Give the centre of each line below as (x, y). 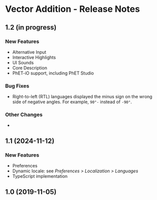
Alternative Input (29, 52)
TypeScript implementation (40, 176)
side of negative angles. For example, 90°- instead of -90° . (72, 102)
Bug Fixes (17, 86)
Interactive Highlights (34, 57)
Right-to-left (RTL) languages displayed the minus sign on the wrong (82, 97)
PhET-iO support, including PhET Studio (53, 73)
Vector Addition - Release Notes (73, 9)
